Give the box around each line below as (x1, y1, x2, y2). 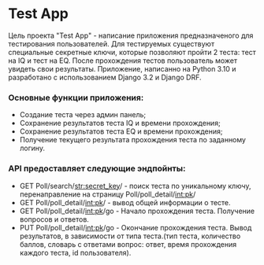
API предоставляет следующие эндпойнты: (8, 163, 186, 174)
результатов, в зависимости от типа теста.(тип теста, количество (19, 231, 241, 241)
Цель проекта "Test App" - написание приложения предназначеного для (8, 31, 254, 40)
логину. (19, 143, 46, 153)
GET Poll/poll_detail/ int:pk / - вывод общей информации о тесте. (19, 197, 231, 207)
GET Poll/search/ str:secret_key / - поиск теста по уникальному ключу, (19, 181, 251, 190)
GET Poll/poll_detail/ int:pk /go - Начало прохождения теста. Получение (19, 206, 255, 215)
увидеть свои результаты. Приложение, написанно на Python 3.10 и (8, 64, 236, 73)
